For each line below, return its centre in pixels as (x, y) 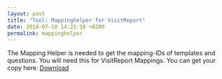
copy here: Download (38, 68)
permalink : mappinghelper (45, 33)
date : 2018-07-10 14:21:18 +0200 (56, 27)
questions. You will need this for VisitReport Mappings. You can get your (111, 61)
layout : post (26, 14)
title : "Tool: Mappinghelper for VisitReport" (76, 20)
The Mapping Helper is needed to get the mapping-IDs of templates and (111, 53)
